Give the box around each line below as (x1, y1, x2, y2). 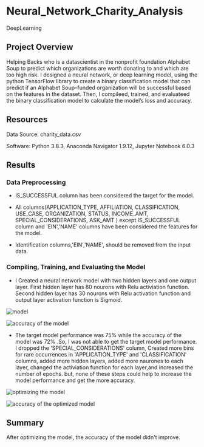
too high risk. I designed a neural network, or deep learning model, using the (6, 71, 198, 78)
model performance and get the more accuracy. (15, 377, 135, 384)
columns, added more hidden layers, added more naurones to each (15, 357, 184, 364)
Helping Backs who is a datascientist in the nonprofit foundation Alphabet (6, 58, 190, 65)
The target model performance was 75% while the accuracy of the (15, 331, 182, 338)
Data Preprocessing (6, 178, 66, 186)
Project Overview (6, 42, 73, 52)
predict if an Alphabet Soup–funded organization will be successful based (6, 84, 191, 91)
